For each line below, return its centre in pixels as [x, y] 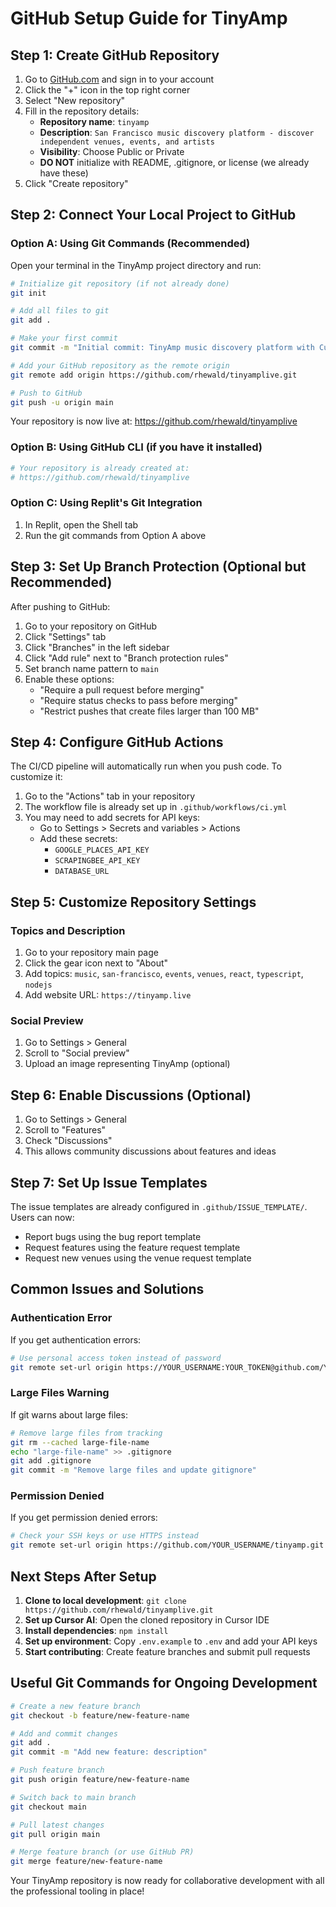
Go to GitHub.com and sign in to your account [119, 79]
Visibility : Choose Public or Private [112, 151]
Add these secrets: [78, 839]
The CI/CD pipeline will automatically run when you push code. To [146, 766]
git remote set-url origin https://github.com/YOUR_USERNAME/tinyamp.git [167, 1545]
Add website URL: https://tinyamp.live [108, 995]
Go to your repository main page [91, 953]
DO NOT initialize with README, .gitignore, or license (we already [174, 162]
